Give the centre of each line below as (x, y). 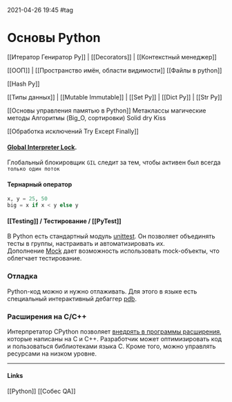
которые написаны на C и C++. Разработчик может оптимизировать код (115, 338)
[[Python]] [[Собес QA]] (41, 391)
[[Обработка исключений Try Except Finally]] (73, 131)
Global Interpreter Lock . (42, 147)
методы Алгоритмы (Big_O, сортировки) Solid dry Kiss (87, 117)
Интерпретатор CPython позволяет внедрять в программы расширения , (115, 332)
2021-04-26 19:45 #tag (40, 10)
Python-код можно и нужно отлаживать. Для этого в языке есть (102, 291)
